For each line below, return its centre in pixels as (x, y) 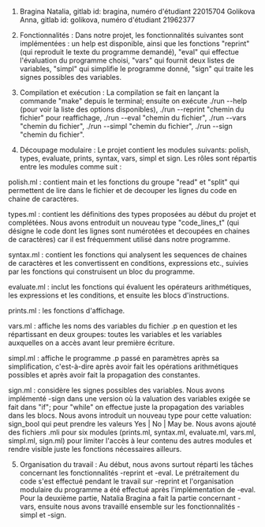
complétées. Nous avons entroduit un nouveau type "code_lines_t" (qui (124, 222)
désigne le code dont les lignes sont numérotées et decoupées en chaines (129, 231)
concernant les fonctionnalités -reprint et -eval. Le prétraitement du (129, 473)
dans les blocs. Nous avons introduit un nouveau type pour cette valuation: (130, 415)
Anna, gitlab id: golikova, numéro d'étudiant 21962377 (107, 20)
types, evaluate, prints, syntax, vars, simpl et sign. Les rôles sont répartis (138, 158)
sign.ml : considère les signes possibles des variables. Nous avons (116, 390)
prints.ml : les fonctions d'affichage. (67, 311)
